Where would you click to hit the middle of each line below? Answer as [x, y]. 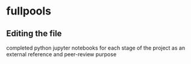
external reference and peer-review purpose [61, 54]
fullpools [29, 11]
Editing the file [34, 34]
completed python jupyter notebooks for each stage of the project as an [96, 48]
